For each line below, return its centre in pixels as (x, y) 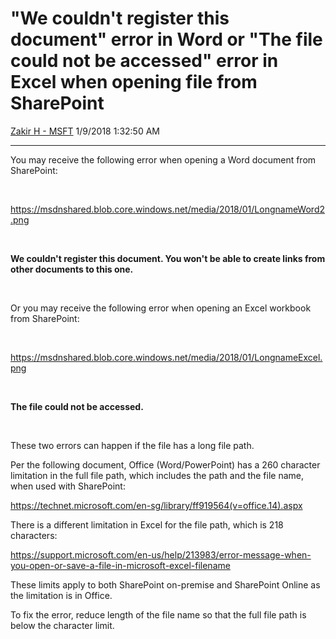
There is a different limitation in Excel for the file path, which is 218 (147, 524)
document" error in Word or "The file (166, 39)
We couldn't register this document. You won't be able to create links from (168, 258)
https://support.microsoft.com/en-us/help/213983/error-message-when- (161, 554)
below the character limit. (62, 625)
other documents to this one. (72, 269)
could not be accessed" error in (144, 61)
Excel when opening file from (134, 82)
